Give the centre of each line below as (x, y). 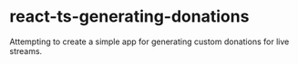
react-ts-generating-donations (129, 17)
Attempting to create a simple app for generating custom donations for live (149, 41)
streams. (26, 50)
